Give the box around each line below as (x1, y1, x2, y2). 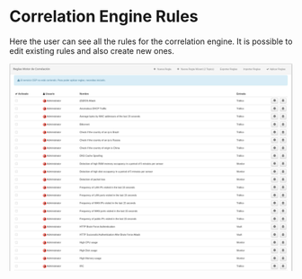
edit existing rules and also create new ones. (9, 45, 175, 56)
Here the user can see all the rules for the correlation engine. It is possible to (9, 36, 293, 47)
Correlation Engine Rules (9, 6, 200, 27)
